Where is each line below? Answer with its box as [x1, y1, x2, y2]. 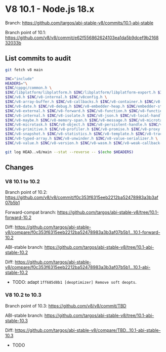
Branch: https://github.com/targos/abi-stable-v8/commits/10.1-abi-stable [5, 20, 154, 26]
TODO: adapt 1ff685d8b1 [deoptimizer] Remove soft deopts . [12, 279, 137, 285]
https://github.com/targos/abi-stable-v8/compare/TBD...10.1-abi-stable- [14, 327, 161, 333]
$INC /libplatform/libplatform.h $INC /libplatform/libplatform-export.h [5, 90, 156, 95]
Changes [5, 163, 34, 172]
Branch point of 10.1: [5, 29, 46, 35]
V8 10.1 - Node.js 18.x [5, 3, 95, 15]
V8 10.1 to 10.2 [5, 178, 41, 185]
